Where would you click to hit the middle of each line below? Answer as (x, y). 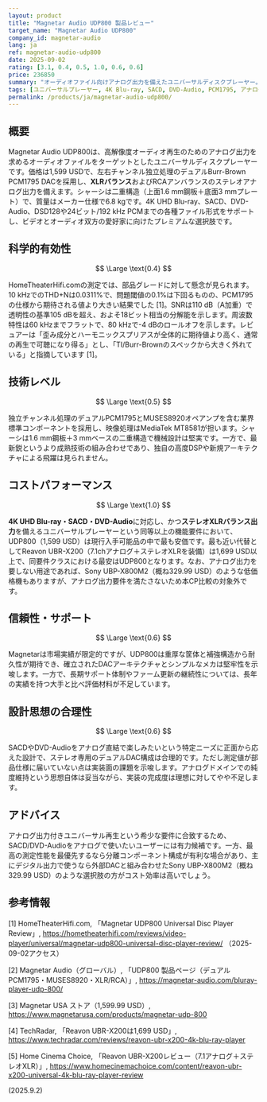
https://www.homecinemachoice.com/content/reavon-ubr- (146, 1065)
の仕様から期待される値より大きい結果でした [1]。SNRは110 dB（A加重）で (130, 305)
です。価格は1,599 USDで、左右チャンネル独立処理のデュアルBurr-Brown (127, 172)
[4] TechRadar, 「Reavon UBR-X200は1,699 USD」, (93, 1030)
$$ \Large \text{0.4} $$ (133, 268)
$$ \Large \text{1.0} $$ (133, 505)
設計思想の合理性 (50, 711)
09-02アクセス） (36, 953)
